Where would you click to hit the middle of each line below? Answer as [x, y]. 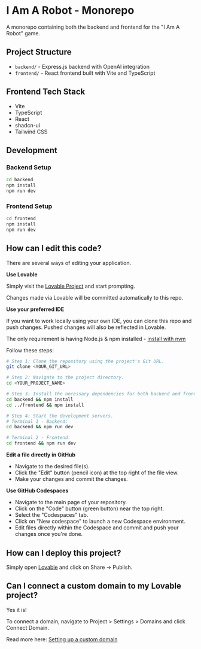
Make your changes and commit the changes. [71, 479]
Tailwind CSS [31, 132]
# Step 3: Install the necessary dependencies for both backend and [93, 394]
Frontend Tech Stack [46, 92]
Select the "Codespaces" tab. [51, 515]
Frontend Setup [29, 206]
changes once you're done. [49, 534]
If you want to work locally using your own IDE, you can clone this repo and [99, 321]
